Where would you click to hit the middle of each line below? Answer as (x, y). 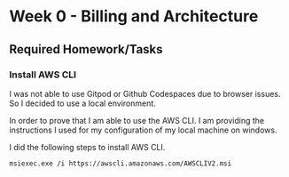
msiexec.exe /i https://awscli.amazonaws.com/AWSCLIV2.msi (121, 163)
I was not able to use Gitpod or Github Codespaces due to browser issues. (145, 93)
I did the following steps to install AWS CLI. (87, 147)
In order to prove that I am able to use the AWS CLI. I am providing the (137, 120)
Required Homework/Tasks (86, 49)
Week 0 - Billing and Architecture (134, 16)
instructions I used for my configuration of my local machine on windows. (143, 130)
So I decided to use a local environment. (83, 103)
